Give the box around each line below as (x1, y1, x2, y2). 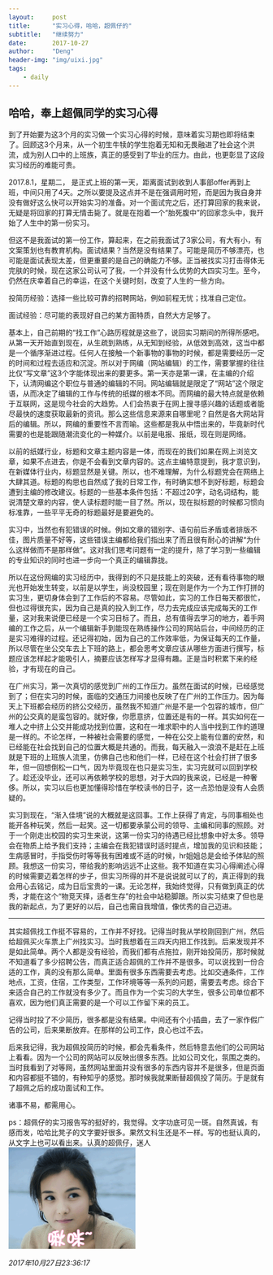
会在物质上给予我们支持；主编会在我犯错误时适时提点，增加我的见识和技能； (8, 840, 265, 850)
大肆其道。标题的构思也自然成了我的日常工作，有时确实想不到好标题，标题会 (8, 476, 265, 487)
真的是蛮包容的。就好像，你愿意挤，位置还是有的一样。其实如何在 (36, 711, 258, 721)
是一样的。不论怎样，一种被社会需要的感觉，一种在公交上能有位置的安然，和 (8, 731, 265, 741)
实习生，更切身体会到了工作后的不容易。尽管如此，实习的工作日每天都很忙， (8, 592, 265, 602)
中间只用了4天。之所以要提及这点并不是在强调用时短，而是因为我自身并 (22, 187, 262, 197)
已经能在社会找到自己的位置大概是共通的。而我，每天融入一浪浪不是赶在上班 (8, 742, 265, 752)
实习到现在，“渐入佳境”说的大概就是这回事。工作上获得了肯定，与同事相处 (8, 809, 258, 820)
